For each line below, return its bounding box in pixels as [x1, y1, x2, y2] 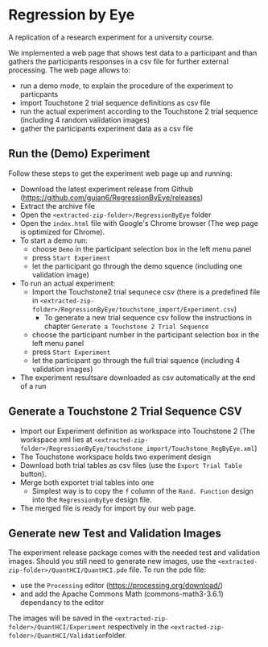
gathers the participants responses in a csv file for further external [8, 56, 229, 66]
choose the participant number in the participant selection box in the [31, 329, 260, 340]
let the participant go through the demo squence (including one [31, 261, 243, 271]
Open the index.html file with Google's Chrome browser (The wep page [19, 218, 259, 227]
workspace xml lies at [19, 434, 93, 445]
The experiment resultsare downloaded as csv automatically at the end [19, 373, 256, 382]
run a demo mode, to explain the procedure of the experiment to [19, 81, 233, 90]
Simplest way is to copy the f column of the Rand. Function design [31, 486, 254, 495]
